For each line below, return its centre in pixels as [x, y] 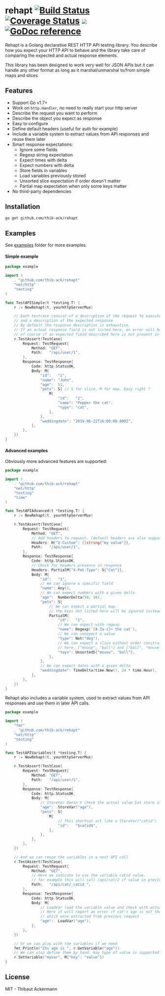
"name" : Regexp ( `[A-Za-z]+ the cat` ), [97, 629]
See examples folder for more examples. [46, 245]
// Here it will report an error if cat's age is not [96, 912]
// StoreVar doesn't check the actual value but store [97, 803]
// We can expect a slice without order [99, 643]
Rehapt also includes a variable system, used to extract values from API [78, 698]
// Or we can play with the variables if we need [66, 943]
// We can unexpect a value [86, 634]
